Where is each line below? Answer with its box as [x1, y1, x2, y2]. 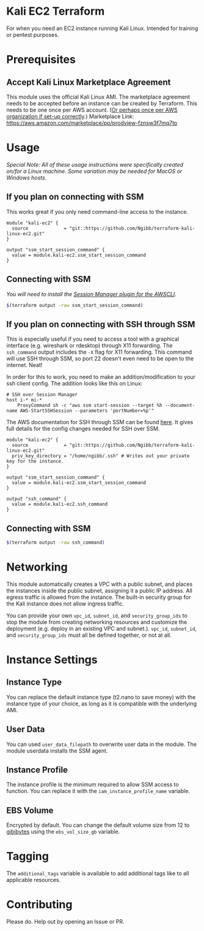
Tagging [6, 849, 49, 864]
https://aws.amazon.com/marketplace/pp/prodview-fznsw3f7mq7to [6, 119, 178, 126]
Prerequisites [6, 53, 76, 67]
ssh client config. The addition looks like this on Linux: [6, 380, 143, 387]
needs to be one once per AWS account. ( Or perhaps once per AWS [6, 106, 178, 113]
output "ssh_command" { [6, 496, 67, 502]
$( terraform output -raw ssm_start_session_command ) [6, 302, 144, 308]
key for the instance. [6, 458, 64, 465]
